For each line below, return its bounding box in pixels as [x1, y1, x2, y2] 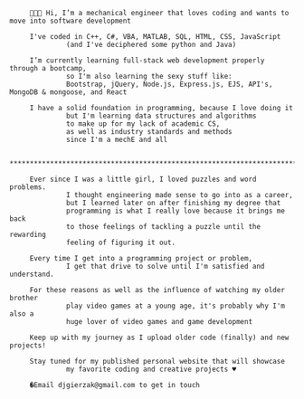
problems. [9, 183, 47, 192]
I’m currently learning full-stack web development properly [29, 56, 265, 65]
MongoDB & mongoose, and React [9, 88, 128, 97]
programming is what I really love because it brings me [66, 206, 285, 215]
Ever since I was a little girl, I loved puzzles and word [29, 175, 257, 184]
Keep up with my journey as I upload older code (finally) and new [29, 333, 290, 342]
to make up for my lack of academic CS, [66, 119, 221, 128]
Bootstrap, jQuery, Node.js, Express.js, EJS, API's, [66, 80, 273, 89]
